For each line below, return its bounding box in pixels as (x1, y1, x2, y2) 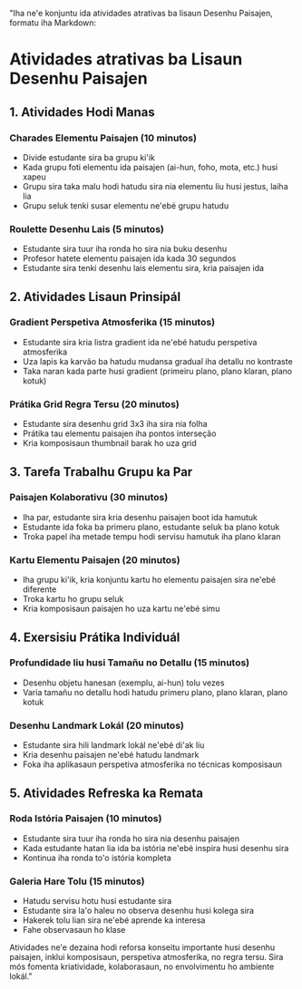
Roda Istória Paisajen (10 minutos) (9, 812, 162, 825)
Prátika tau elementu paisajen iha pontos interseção (22, 428, 217, 439)
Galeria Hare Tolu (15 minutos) (9, 875, 145, 887)
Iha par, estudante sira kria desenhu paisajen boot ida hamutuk (22, 511, 258, 522)
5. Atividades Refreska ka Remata (9, 785, 204, 800)
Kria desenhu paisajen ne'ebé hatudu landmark (22, 750, 200, 761)
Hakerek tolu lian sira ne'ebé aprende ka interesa (22, 915, 206, 926)
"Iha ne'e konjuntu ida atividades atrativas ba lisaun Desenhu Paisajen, (9, 8, 274, 18)
